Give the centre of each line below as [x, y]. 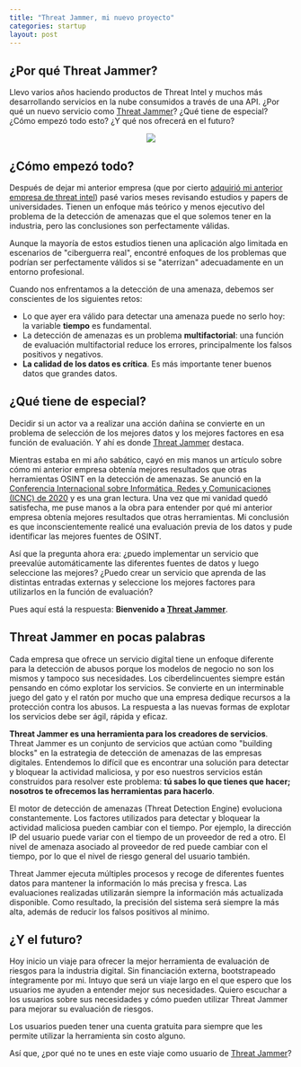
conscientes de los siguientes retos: [76, 299]
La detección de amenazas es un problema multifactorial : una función [153, 335]
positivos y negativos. [62, 354]
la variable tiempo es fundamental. [87, 326]
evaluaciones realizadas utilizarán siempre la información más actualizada [146, 892]
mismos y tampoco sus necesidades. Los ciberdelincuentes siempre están [147, 678]
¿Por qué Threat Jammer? [84, 71]
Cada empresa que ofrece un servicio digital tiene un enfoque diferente [142, 659]
